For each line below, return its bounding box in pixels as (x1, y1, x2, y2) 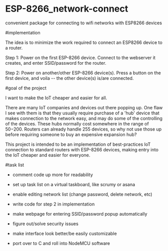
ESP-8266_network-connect (5, 3, 129, 15)
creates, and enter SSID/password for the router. (5, 60, 106, 66)
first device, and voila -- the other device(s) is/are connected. (5, 75, 134, 81)
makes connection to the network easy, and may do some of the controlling (5, 115, 163, 121)
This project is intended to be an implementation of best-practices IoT (5, 141, 151, 147)
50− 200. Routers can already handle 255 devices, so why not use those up (5, 126, 162, 132)
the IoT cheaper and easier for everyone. (5, 152, 91, 158)
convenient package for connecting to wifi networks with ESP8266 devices (5, 20, 162, 26)
